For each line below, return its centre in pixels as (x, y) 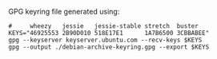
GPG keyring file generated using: (64, 12)
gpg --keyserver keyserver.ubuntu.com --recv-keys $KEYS (105, 40)
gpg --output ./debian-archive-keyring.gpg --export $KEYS (109, 47)
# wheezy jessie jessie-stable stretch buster (103, 26)
